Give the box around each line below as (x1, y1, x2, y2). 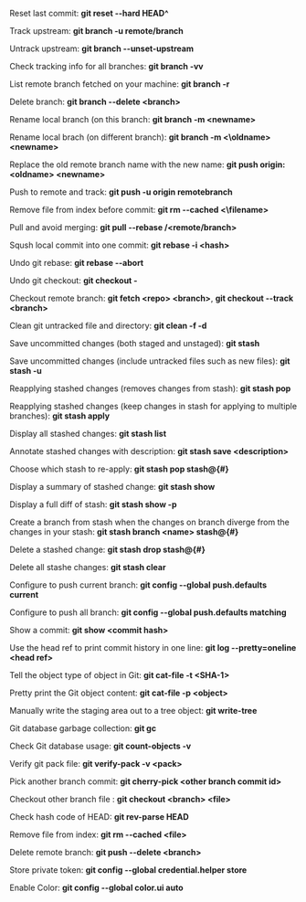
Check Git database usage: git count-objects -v (9, 740, 192, 751)
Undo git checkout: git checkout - (9, 275, 138, 286)
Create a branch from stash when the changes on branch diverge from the (9, 516, 290, 527)
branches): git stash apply (9, 410, 111, 421)
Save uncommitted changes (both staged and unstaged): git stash (9, 338, 260, 348)
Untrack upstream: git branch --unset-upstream (9, 43, 195, 54)
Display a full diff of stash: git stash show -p (9, 499, 177, 510)
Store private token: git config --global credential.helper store (9, 865, 248, 875)
